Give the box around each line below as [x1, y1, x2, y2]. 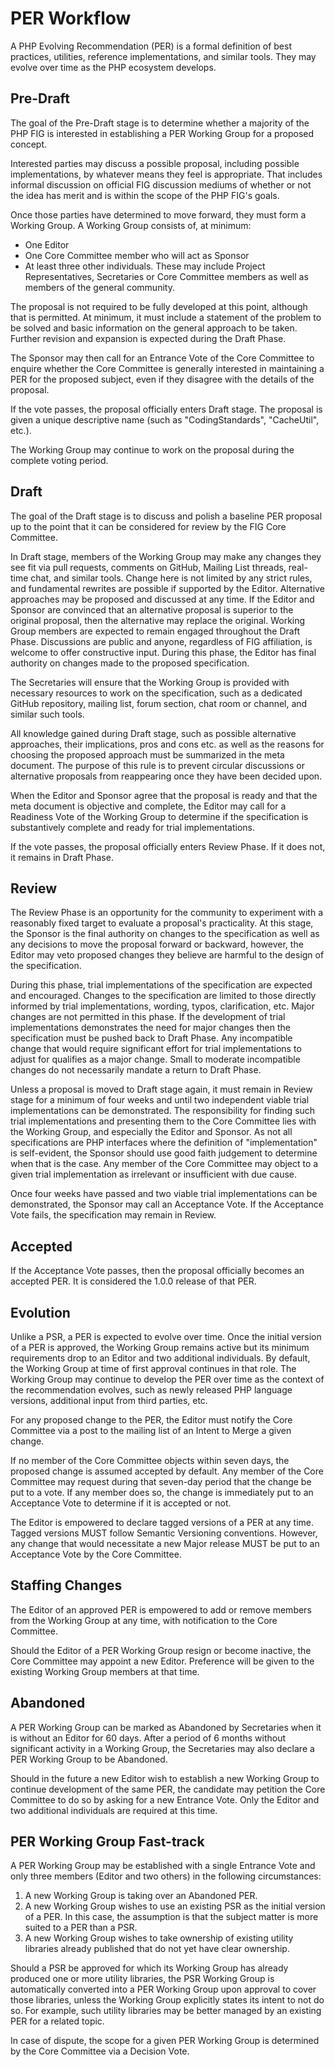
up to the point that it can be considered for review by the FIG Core [10, 520, 287, 532]
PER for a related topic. [10, 2015, 105, 2027]
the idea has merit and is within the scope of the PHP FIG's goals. [10, 189, 280, 201]
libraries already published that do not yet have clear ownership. [24, 1943, 290, 1955]
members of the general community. [24, 281, 175, 293]
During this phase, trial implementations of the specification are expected [10, 979, 313, 991]
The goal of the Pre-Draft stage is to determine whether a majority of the [10, 117, 310, 129]
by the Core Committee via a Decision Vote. [10, 2045, 190, 2057]
